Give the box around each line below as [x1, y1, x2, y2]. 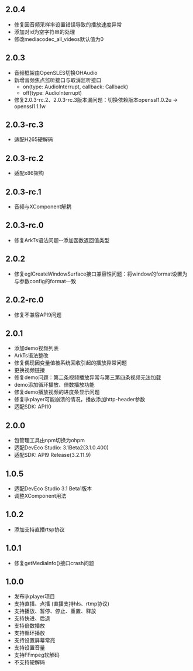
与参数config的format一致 [13, 277, 77, 284]
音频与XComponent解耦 [13, 203, 72, 210]
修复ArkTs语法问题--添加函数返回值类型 [13, 236, 110, 243]
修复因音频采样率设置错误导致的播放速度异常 [13, 20, 122, 28]
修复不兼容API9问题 [13, 311, 62, 318]
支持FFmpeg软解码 [13, 652, 60, 659]
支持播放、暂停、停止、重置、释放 [13, 608, 96, 615]
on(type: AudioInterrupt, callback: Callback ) [22, 83, 129, 90]
